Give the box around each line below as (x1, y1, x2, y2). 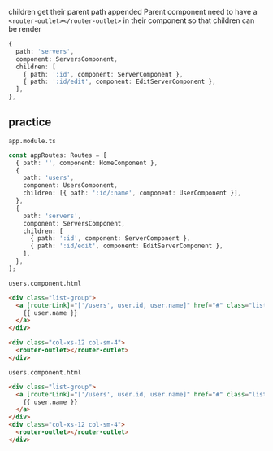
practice (8, 116, 52, 129)
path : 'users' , (23, 174, 75, 182)
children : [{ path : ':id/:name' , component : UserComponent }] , (23, 189, 242, 198)
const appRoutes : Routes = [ (8, 151, 107, 160)
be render (8, 24, 42, 33)
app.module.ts (8, 137, 57, 145)
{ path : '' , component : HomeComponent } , (15, 159, 158, 167)
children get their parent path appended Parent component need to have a (8, 7, 258, 16)
